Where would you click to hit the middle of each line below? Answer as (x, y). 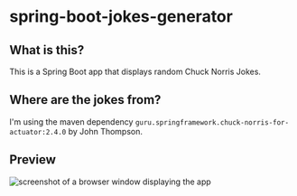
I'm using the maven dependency (71, 121)
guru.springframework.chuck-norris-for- (212, 122)
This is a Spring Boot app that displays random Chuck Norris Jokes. (135, 71)
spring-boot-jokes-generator (121, 17)
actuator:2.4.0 (38, 132)
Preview (33, 160)
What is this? (47, 50)
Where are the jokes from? (85, 100)
